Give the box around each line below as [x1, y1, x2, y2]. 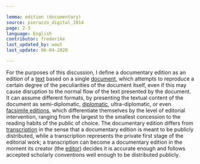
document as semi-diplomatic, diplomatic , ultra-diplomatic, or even [6, 100, 172, 107]
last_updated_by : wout [6, 42, 63, 48]
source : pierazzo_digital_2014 [6, 19, 84, 26]
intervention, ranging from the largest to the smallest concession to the [6, 113, 181, 120]
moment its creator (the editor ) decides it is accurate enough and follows [6, 144, 186, 152]
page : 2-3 [6, 25, 31, 31]
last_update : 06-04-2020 [6, 47, 68, 54]
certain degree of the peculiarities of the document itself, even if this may [6, 81, 187, 88]
